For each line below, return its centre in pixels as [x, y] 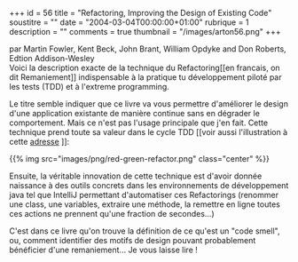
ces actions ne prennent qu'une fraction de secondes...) [112, 214]
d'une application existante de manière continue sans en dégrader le [134, 113]
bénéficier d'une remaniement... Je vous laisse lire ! [103, 250]
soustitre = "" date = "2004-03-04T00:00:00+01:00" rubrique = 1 [129, 22]
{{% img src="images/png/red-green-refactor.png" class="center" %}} [140, 159]
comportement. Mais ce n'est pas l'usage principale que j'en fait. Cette [139, 123]
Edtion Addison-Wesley [52, 58]
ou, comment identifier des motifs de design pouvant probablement [133, 240]
